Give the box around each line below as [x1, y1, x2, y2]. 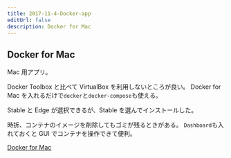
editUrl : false [7, 17, 51, 24]
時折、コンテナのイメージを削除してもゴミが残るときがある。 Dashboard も [7, 121, 218, 129]
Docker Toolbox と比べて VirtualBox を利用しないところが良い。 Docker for [7, 82, 221, 91]
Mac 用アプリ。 [7, 68, 52, 76]
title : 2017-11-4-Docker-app [7, 10, 91, 17]
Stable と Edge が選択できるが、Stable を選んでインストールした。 [7, 106, 198, 114]
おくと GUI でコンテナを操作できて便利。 [19, 130, 136, 138]
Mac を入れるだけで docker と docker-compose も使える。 [7, 91, 163, 100]
